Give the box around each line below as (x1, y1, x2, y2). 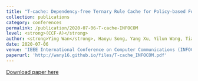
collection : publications (6, 14, 70, 20)
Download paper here (6, 68, 59, 75)
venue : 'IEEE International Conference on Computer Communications (6, 47, 176, 53)
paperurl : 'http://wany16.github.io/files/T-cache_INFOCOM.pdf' (6, 52, 167, 58)
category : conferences (6, 19, 62, 25)
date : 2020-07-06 (6, 42, 49, 48)
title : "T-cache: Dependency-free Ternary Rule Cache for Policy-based (6, 8, 186, 15)
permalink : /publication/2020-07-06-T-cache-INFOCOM (6, 25, 138, 31)
